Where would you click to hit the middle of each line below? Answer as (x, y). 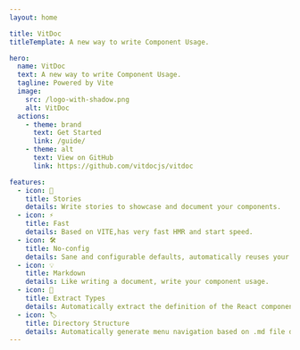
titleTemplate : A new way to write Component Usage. (109, 42)
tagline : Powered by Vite (66, 83)
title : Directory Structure (77, 323)
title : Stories (54, 199)
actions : (33, 116)
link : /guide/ (59, 141)
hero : (19, 58)
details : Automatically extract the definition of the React (141, 306)
